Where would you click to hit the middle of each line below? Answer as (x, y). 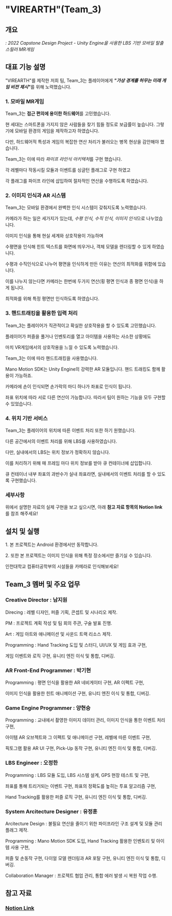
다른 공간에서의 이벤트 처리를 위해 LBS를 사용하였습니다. (61, 441)
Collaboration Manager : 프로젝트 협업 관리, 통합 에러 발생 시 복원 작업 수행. (81, 875)
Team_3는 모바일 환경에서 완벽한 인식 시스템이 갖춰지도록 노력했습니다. (76, 208)
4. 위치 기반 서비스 (27, 418)
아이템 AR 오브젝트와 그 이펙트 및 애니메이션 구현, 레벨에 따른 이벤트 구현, (78, 737)
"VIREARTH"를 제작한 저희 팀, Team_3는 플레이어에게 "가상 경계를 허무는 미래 (83, 80)
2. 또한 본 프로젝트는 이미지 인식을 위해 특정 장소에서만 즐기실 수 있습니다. (79, 556)
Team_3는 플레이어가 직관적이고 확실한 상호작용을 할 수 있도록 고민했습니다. (81, 325)
